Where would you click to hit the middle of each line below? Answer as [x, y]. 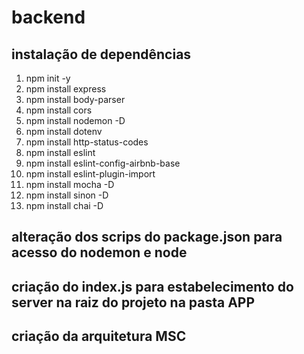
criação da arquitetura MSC [99, 336]
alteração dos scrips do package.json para [147, 237]
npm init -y [48, 78]
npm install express [66, 89]
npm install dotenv [64, 131]
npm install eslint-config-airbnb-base [103, 163]
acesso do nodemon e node [99, 252]
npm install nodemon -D [75, 120]
